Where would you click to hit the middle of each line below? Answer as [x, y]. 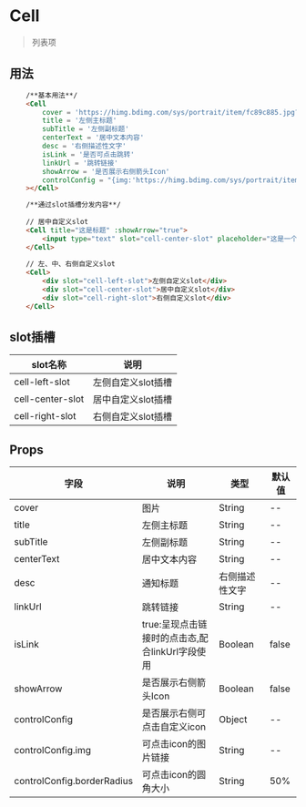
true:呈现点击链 [174, 625]
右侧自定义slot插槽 [133, 417]
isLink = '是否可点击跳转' [88, 154]
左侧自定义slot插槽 [133, 383]
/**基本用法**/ [52, 95]
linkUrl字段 [174, 652]
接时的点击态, [170, 638]
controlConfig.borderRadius [74, 781]
